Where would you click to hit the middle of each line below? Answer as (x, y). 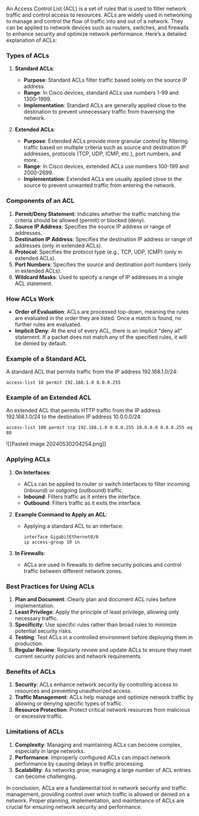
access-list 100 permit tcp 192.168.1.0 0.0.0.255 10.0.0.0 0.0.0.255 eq (99, 428)
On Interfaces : (33, 472)
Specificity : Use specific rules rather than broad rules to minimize (96, 625)
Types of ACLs (28, 55)
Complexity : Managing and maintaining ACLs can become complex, (98, 745)
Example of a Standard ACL (46, 358)
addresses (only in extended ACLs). (59, 245)
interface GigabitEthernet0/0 (61, 537)
